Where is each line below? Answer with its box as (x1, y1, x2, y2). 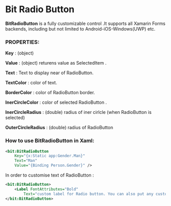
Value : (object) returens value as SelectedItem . (5, 60, 107, 66)
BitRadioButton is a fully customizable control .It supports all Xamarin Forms (5, 20, 165, 26)
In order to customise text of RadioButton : (5, 172, 94, 179)
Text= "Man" (14, 158, 38, 163)
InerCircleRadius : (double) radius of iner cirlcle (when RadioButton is (5, 109, 152, 115)
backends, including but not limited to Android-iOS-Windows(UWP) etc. (5, 25, 156, 32)
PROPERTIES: (5, 38, 40, 45)
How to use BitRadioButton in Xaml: (5, 137, 95, 144)
